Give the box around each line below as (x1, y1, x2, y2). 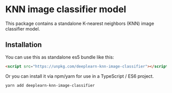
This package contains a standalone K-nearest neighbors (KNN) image (5, 20, 155, 26)
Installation (5, 41, 42, 49)
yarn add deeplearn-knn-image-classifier (5, 83, 95, 88)
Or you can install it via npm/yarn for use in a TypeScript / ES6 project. (5, 73, 154, 79)
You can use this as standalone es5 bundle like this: (5, 54, 114, 60)
